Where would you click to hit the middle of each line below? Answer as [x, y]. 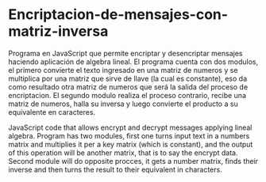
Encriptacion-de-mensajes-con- [118, 15]
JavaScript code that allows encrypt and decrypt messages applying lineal [130, 127]
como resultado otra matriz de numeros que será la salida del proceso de [128, 87]
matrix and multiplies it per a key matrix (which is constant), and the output [131, 144]
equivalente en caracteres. [52, 112]
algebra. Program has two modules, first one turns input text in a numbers [129, 135]
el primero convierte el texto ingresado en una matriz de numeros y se [123, 70]
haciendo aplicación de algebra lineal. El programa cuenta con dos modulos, [133, 62]
